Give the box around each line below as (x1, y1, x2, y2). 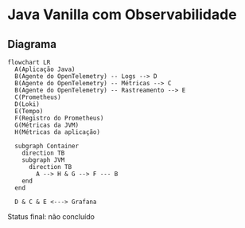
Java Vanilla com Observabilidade (7, 6, 237, 24)
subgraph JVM (21, 156, 65, 164)
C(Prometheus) (14, 93, 61, 101)
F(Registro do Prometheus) (14, 114, 104, 122)
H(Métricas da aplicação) (14, 128, 101, 136)
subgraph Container (14, 142, 80, 150)
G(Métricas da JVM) (14, 121, 80, 129)
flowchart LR (7, 58, 51, 66)
